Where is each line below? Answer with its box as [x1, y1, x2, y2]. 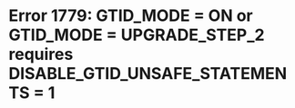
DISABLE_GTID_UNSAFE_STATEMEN [8, 64, 288, 84]
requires [8, 44, 74, 64]
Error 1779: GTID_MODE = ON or [8, 5, 253, 26]
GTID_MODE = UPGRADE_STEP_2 [8, 25, 265, 45]
